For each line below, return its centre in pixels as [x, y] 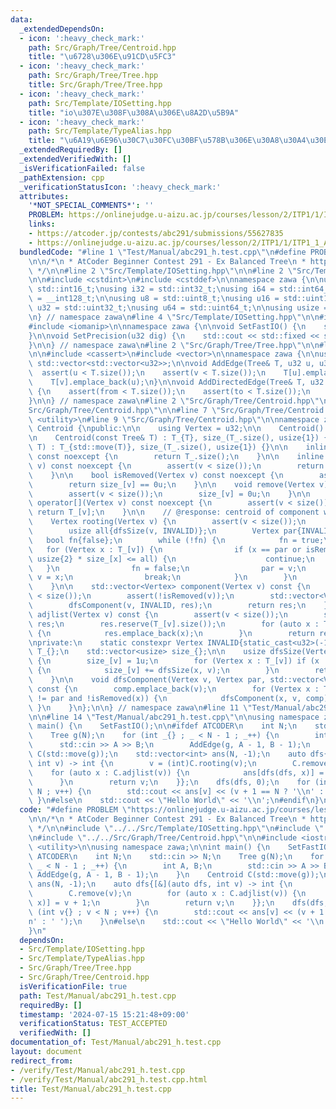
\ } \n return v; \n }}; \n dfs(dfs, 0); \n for [169, 782]
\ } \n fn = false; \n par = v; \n [167, 568]
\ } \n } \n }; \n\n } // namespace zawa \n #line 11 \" [140, 707]
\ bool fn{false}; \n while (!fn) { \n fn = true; [176, 540]
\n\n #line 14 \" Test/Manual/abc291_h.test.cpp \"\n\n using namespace [174, 717]
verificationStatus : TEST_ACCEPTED [93, 1024]
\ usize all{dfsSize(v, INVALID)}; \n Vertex [154, 531]
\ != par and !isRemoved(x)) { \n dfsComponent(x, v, [165, 698]
